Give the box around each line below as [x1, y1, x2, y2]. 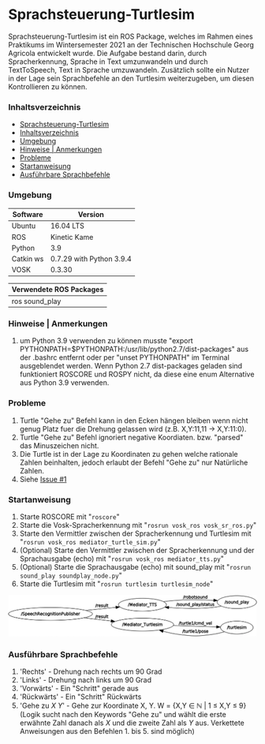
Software [12, 210, 43, 219]
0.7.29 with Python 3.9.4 [50, 254, 132, 264]
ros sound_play [11, 296, 62, 305]
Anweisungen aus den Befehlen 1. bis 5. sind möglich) [19, 727, 195, 736]
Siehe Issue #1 [19, 474, 67, 484]
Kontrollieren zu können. [8, 81, 88, 92]
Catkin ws [11, 254, 44, 264]
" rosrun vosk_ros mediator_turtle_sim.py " [19, 537, 161, 546]
